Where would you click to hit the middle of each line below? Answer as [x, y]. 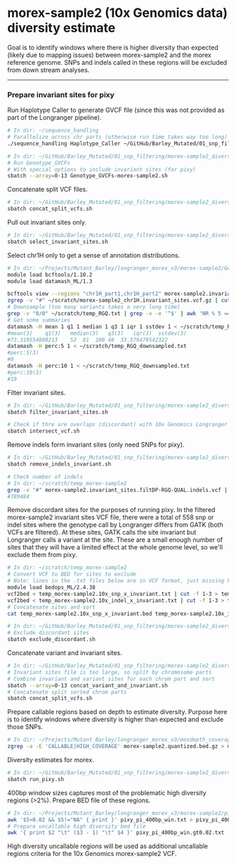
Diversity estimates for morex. [51, 760]
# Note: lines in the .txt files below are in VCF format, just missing [116, 581]
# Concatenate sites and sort [52, 607]
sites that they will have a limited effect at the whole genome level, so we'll [115, 547]
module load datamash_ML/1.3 [50, 281]
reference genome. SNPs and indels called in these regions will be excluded [117, 62]
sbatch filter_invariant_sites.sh [58, 412]
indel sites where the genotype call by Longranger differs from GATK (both [115, 525]
